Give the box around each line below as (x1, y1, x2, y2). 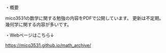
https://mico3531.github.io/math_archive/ (5, 42, 91, 48)
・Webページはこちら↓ (5, 32, 54, 38)
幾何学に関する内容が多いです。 (5, 22, 72, 27)
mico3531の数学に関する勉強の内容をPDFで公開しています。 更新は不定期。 (5, 15, 164, 21)
